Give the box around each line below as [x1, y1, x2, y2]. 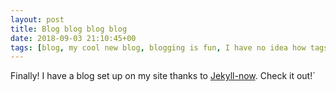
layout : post [10, 14, 65, 25]
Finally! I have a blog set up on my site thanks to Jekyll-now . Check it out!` [10, 70, 316, 82]
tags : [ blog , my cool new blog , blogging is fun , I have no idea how [10, 42, 307, 53]
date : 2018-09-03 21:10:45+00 [10, 33, 137, 43]
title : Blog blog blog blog [10, 24, 128, 34]
